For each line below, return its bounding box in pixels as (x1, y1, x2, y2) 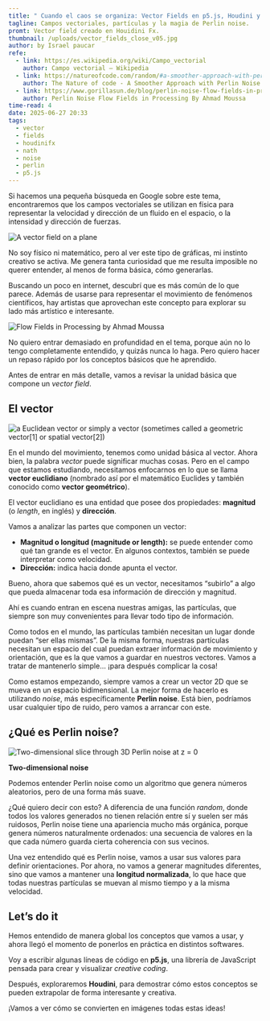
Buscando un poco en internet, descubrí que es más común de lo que (8, 281, 239, 290)
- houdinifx (15, 138, 56, 147)
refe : (8, 49, 27, 57)
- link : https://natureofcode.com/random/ (15, 72, 160, 80)
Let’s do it (8, 910, 59, 924)
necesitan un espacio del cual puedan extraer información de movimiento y (8, 643, 258, 653)
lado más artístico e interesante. (8, 307, 115, 316)
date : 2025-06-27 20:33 (8, 110, 88, 118)
